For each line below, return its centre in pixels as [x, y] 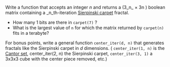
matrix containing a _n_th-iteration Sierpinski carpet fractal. [67, 13]
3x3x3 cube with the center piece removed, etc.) [56, 59]
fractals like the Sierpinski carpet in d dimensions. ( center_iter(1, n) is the [85, 48]
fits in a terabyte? [31, 33]
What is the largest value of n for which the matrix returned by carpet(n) [88, 28]
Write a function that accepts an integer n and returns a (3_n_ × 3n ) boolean [85, 7]
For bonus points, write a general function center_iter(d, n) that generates [85, 43]
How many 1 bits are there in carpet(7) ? [55, 22]
